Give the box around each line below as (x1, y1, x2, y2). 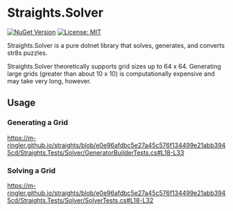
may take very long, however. (7, 76, 92, 85)
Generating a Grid (7, 118, 68, 128)
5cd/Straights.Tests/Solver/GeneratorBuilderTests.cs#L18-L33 (7, 148, 184, 157)
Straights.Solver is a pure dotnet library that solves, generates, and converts (7, 41, 225, 49)
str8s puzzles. (7, 49, 48, 57)
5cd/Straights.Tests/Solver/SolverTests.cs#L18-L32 (7, 196, 154, 204)
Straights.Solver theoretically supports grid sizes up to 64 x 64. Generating (7, 62, 222, 70)
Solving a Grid (7, 165, 56, 175)
